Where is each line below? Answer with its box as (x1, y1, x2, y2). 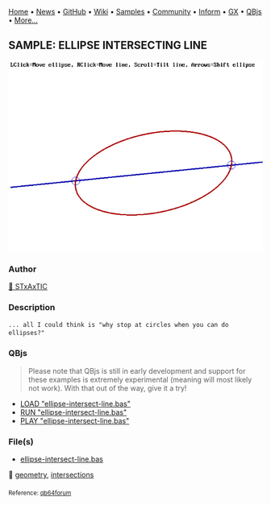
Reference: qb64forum (8, 489, 72, 497)
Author (8, 263, 37, 275)
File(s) (8, 436, 34, 447)
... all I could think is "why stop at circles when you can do (8, 321, 229, 329)
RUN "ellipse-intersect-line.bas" (19, 407, 127, 417)
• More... (8, 15, 39, 25)
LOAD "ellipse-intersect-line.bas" (19, 399, 131, 408)
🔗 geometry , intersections (8, 470, 94, 479)
